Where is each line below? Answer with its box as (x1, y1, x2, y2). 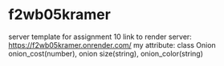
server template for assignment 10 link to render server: (8, 32, 193, 41)
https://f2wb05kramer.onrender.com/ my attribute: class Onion (8, 40, 217, 49)
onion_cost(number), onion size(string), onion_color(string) (8, 49, 203, 58)
